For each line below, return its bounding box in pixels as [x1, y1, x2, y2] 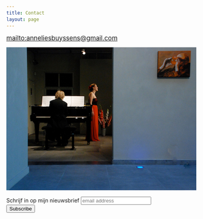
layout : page [6, 16, 40, 23]
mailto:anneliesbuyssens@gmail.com [6, 34, 118, 42]
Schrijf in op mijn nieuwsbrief [6, 196, 80, 204]
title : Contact [6, 10, 45, 16]
